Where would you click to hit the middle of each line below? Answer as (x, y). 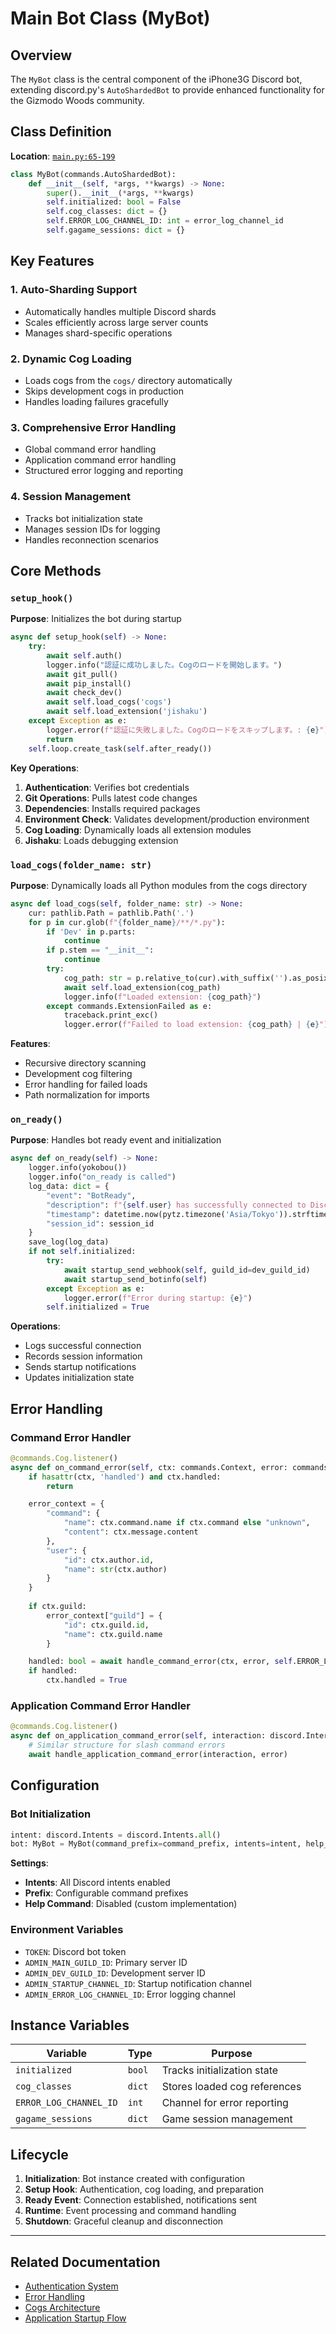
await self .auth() (84, 655)
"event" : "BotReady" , (91, 1195)
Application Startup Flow (75, 2318)
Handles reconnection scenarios (91, 539)
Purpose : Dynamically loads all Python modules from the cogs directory (159, 885)
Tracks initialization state (220, 2070)
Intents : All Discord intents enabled (97, 1883)
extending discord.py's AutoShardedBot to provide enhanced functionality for (167, 90)
